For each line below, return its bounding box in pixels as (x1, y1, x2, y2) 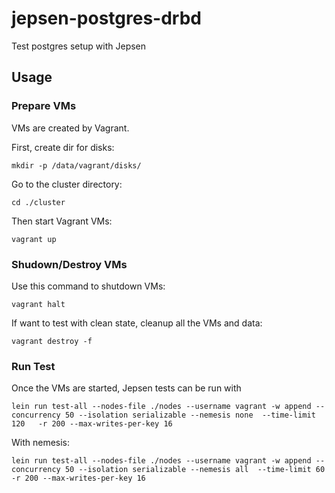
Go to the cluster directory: (11, 178, 123, 190)
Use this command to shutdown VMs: (11, 280, 166, 292)
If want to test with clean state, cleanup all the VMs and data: (11, 317, 263, 329)
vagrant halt (11, 299, 66, 309)
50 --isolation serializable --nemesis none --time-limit (64, 410, 316, 421)
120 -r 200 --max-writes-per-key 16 (11, 419, 173, 429)
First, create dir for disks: (11, 141, 115, 153)
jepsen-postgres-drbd (11, 7, 202, 30)
